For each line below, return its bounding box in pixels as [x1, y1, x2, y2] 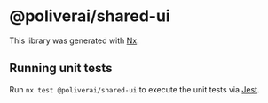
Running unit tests [9, 61, 113, 76]
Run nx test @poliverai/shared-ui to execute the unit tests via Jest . [9, 84, 260, 94]
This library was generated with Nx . [9, 35, 139, 46]
